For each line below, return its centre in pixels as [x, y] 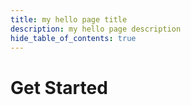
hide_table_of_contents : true [73, 38]
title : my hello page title [69, 19]
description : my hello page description [96, 29]
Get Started [59, 87]
